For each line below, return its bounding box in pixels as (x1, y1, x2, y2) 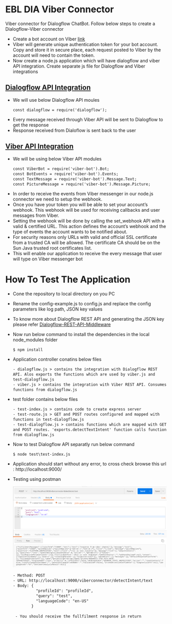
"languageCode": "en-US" (35, 598, 89, 604)
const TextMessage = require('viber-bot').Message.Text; (12, 176, 137, 182)
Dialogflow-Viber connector (5, 26, 64, 32)
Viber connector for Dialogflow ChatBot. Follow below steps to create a (5, 20, 155, 27)
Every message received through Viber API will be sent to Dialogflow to (12, 116, 163, 122)
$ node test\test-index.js (12, 452, 71, 457)
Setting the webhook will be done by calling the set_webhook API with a (12, 217, 165, 224)
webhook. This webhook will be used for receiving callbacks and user (12, 207, 160, 213)
